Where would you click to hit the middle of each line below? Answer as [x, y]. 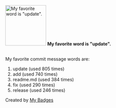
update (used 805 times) [38, 69]
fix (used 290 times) [34, 85]
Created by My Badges [29, 100]
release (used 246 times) [39, 90]
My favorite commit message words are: [48, 59]
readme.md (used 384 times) [43, 79]
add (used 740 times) [35, 74]
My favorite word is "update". [79, 44]
